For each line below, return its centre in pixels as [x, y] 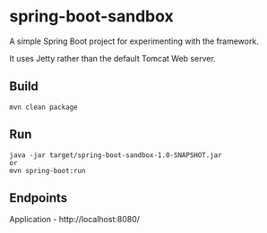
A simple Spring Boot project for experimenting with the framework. [134, 41]
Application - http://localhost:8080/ [75, 220]
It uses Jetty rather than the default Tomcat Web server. [113, 58]
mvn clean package [43, 107]
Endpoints [39, 198]
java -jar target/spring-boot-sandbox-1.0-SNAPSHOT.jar [116, 155]
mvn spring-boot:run [48, 171]
